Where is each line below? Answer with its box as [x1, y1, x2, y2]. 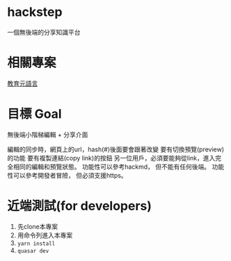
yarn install [17, 240, 56, 247]
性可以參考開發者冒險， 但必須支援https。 [7, 171, 127, 179]
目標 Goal [7, 106, 62, 122]
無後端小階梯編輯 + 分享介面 [7, 130, 88, 139]
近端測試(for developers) [7, 199, 152, 214]
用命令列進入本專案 [17, 230, 73, 239]
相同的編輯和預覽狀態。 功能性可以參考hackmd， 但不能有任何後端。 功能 [13, 162, 225, 171]
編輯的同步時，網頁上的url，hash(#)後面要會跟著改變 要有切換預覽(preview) [7, 145, 225, 153]
